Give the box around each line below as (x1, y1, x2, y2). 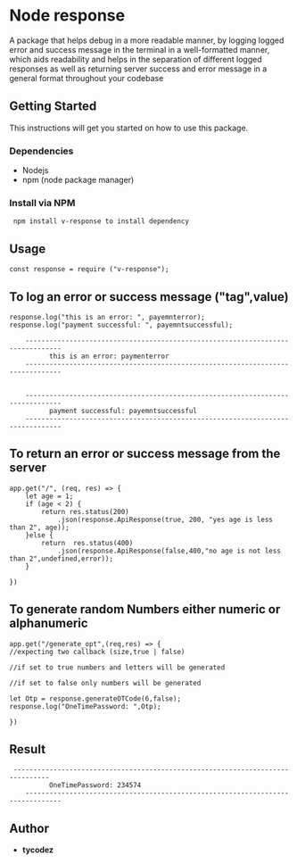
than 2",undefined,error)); (9, 554, 114, 563)
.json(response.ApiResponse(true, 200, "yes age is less (56, 515, 274, 524)
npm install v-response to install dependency (12, 217, 190, 226)
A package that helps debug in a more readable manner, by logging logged (9, 35, 285, 46)
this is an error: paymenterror (48, 352, 169, 361)
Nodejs (21, 165, 49, 176)
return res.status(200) (41, 507, 129, 516)
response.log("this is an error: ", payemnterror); (9, 312, 205, 321)
